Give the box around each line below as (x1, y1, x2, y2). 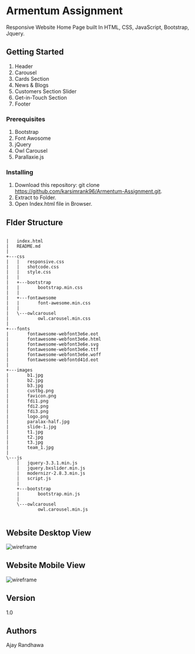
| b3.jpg (6, 383, 44, 389)
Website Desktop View (6, 528, 91, 538)
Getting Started (6, 47, 64, 57)
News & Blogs (14, 81, 49, 88)
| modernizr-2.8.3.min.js (16, 471, 85, 476)
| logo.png (6, 414, 49, 420)
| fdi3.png (6, 409, 49, 415)
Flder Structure (6, 217, 64, 228)
